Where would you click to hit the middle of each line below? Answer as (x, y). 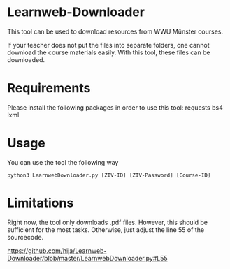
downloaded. (26, 59)
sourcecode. (26, 237)
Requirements (49, 88)
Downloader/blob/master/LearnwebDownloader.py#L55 (87, 258)
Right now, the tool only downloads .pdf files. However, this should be (108, 222)
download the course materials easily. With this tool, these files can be (109, 52)
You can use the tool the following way (63, 162)
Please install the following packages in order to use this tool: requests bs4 (115, 107)
